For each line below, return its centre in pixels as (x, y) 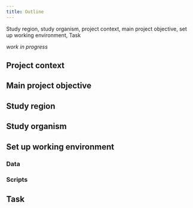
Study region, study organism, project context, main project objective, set (96, 29)
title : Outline (25, 12)
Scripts (17, 180)
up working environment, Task (44, 35)
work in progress (27, 47)
